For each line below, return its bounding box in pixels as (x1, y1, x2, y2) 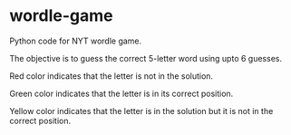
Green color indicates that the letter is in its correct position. (9, 88, 234, 99)
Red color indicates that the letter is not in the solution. (9, 70, 214, 82)
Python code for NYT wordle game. (9, 35, 142, 46)
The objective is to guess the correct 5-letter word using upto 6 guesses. (9, 53, 283, 63)
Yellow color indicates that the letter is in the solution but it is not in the (9, 105, 274, 116)
